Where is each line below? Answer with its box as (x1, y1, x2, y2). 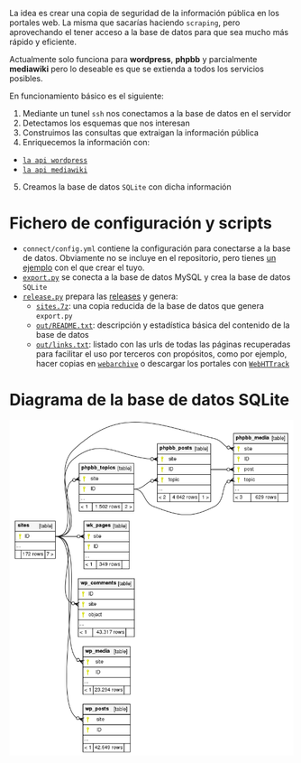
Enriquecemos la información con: (22, 137, 150, 147)
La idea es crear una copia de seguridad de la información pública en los (9, 8, 279, 18)
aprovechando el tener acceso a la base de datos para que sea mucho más (9, 27, 289, 37)
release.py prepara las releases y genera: (22, 291, 178, 302)
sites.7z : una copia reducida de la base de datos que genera (35, 300, 264, 311)
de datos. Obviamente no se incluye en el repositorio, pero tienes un (22, 252, 277, 263)
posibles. (9, 73, 43, 84)
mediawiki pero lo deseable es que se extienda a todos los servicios (9, 63, 264, 74)
